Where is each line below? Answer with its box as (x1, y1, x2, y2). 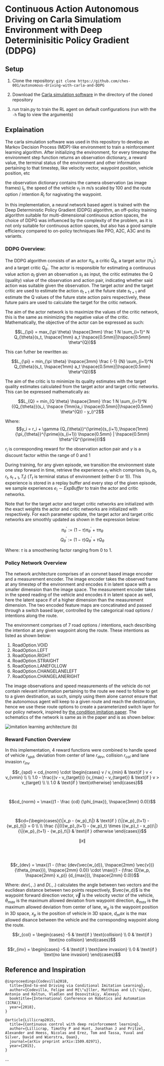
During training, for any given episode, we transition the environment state (5, 462, 155, 468)
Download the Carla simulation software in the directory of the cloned (12, 92, 153, 97)
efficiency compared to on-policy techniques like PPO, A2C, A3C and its (5, 228, 151, 234)
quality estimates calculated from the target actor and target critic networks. (5, 384, 159, 390)
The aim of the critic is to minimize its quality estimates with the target (5, 378, 146, 384)
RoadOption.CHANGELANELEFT (12, 668, 77, 674)
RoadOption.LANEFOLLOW (12, 663, 67, 669)
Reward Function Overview (5, 736, 71, 743)
